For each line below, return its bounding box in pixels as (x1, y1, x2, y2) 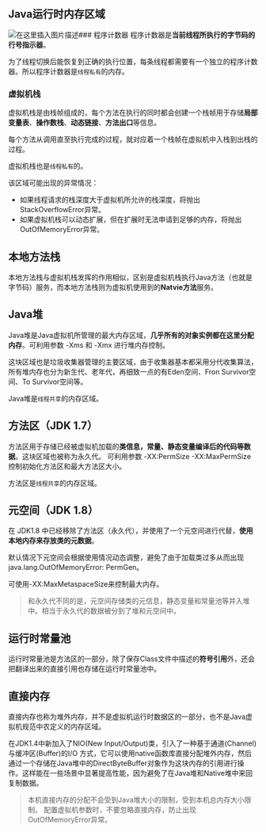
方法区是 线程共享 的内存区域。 (8, 478, 101, 488)
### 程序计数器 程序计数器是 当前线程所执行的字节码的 (78, 30, 256, 40)
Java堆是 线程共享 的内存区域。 (8, 393, 103, 403)
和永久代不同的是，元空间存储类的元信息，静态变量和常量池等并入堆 (27, 596, 250, 606)
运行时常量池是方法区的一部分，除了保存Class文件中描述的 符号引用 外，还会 (8, 654, 256, 663)
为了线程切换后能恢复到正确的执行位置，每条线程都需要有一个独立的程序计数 (8, 56, 258, 66)
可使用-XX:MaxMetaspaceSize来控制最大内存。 (8, 579, 164, 589)
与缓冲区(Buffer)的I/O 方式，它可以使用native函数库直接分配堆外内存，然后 (8, 748, 252, 758)
